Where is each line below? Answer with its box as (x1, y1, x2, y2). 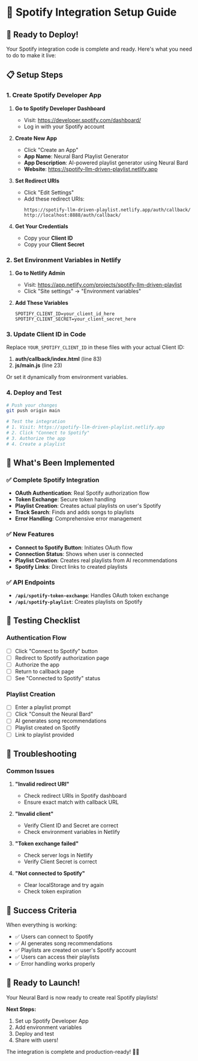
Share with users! (14, 1036, 59, 1044)
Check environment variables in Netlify (23, 828, 120, 836)
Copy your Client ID (23, 234, 73, 242)
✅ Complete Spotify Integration (6, 476, 100, 484)
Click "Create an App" (23, 146, 79, 153)
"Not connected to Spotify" (14, 870, 85, 877)
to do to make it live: (6, 52, 56, 59)
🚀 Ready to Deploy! (6, 30, 79, 40)
